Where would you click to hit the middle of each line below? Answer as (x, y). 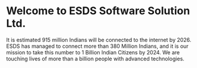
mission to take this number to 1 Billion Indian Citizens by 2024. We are (93, 52)
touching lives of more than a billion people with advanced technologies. (96, 59)
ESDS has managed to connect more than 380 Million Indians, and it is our (98, 46)
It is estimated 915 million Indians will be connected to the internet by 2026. (99, 40)
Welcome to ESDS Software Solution (98, 11)
